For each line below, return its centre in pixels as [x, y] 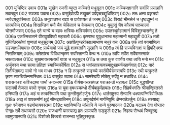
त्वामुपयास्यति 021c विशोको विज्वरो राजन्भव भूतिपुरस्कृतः [50, 116]
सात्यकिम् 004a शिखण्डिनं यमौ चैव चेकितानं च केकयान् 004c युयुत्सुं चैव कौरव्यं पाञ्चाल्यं [77, 25]
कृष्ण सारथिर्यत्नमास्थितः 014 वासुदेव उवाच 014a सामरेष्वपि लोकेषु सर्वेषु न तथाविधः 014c [77, 76]
